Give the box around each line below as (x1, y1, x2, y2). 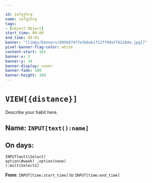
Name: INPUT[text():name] (5, 124, 89, 133)
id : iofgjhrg (5, 12, 33, 17)
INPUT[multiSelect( (5, 154, 46, 159)
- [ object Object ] (5, 26, 44, 31)
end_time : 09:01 (5, 35, 39, 40)
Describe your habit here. (5, 109, 58, 115)
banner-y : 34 (5, 58, 33, 64)
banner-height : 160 (5, 73, 46, 78)
